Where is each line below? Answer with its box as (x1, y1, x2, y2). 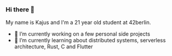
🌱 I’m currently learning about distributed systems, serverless (14, 37, 166, 44)
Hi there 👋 (5, 5, 35, 14)
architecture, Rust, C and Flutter (14, 43, 93, 50)
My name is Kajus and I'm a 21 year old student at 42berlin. (5, 19, 152, 26)
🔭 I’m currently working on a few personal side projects (14, 30, 150, 38)
